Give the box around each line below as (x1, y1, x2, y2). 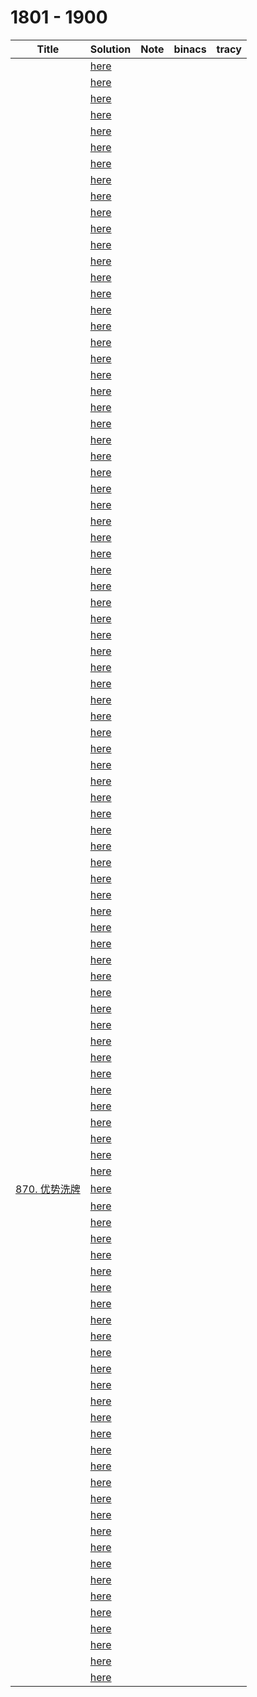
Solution (89, 42, 132, 56)
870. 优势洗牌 (15, 1182, 81, 1196)
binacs (173, 42, 207, 56)
